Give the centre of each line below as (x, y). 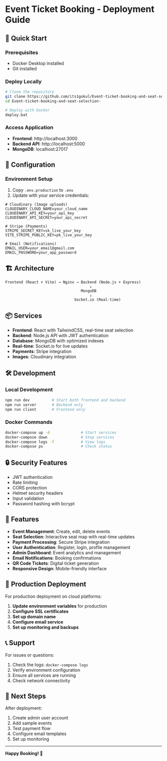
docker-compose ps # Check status (59, 446)
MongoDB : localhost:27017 (40, 149)
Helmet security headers (38, 493)
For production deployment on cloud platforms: (53, 596)
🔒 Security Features (36, 463)
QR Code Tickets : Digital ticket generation (56, 563)
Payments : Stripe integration (42, 352)
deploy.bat (16, 115)
